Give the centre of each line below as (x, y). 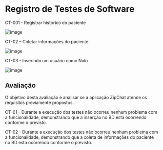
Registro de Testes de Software (70, 9)
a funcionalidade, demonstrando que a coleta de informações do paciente (80, 137)
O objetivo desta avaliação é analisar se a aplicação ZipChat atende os (76, 97)
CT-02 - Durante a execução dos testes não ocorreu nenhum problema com (82, 132)
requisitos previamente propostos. (40, 102)
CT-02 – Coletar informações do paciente (47, 41)
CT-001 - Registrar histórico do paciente (46, 23)
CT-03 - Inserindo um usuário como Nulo (47, 60)
